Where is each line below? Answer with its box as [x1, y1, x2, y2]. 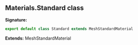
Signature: [5, 17, 27, 22]
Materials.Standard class [5, 4, 84, 12]
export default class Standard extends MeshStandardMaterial [5, 26, 134, 31]
